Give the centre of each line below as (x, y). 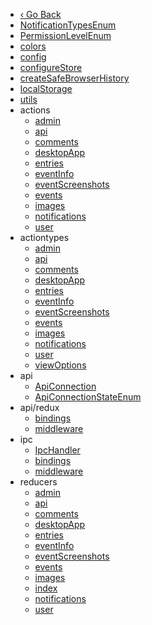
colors (33, 46)
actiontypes (44, 237)
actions (35, 110)
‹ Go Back (40, 14)
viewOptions (60, 365)
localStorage (46, 88)
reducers (38, 482)
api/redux (39, 407)
